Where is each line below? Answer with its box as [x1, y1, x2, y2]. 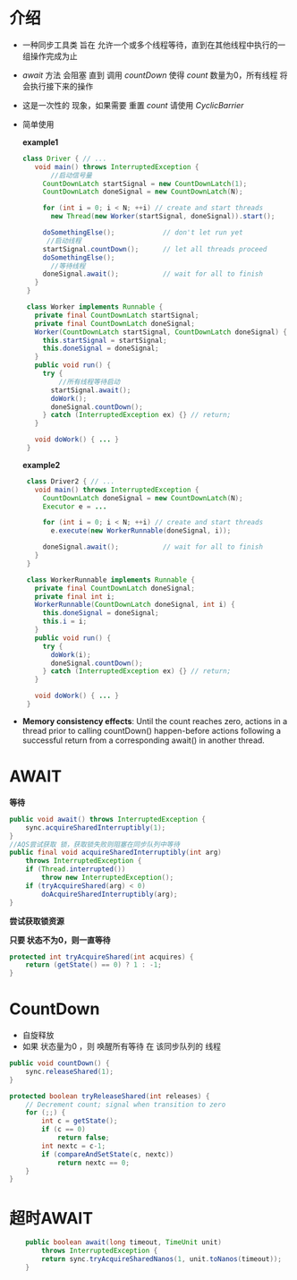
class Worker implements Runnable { [26, 303, 164, 311]
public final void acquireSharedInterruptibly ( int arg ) [9, 848, 222, 858]
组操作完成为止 [21, 50, 78, 61]
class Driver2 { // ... [26, 476, 115, 486]
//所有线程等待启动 [58, 377, 121, 386]
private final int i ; [34, 592, 115, 601]
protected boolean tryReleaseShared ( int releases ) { [9, 1091, 210, 1101]
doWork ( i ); [50, 650, 91, 659]
